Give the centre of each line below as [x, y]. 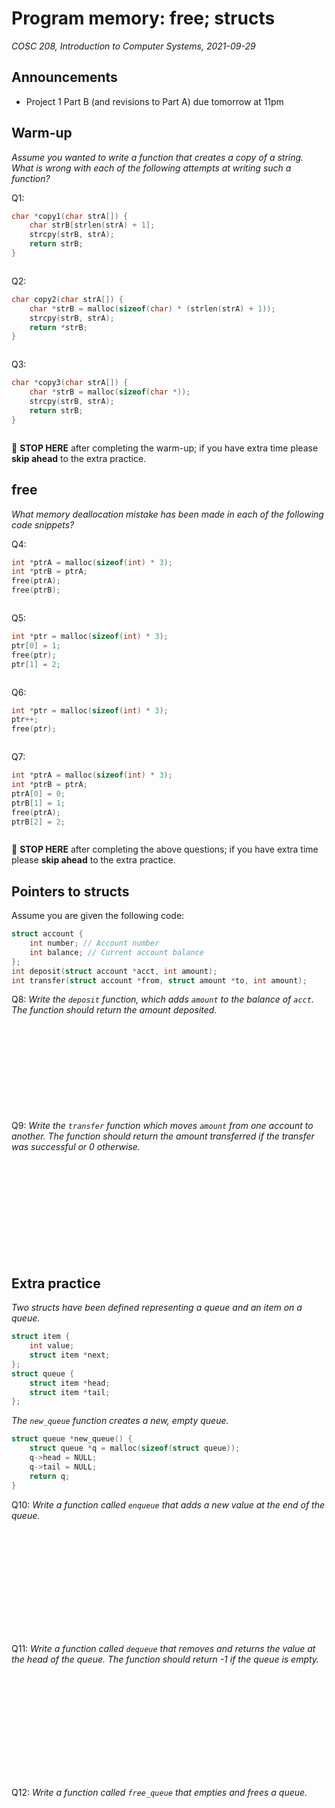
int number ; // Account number [94, 943]
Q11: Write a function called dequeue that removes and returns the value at [163, 1648]
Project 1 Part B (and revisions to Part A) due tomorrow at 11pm [154, 101]
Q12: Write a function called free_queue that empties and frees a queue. [159, 1792]
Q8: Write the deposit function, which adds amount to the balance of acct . [162, 999]
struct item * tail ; [70, 1392]
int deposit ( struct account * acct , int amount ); [114, 971]
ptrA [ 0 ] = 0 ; [38, 793]
